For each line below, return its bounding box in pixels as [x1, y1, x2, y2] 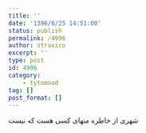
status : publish [8, 26, 62, 34]
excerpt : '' [8, 49, 48, 57]
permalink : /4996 [8, 34, 66, 42]
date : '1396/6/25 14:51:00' [8, 19, 102, 27]
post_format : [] [8, 94, 62, 102]
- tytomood [22, 79, 59, 87]
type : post [8, 57, 45, 65]
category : [8, 71, 41, 79]
